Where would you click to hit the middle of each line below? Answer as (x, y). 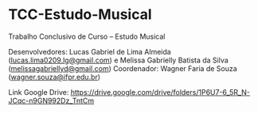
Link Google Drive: (39, 92)
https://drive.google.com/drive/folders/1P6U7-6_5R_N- (160, 92)
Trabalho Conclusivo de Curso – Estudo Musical (87, 36)
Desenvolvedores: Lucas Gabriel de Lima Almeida (90, 51)
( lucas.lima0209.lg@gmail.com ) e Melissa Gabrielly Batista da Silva (118, 60)
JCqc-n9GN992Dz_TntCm (51, 100)
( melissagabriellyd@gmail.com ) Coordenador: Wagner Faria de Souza (123, 68)
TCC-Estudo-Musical (80, 15)
